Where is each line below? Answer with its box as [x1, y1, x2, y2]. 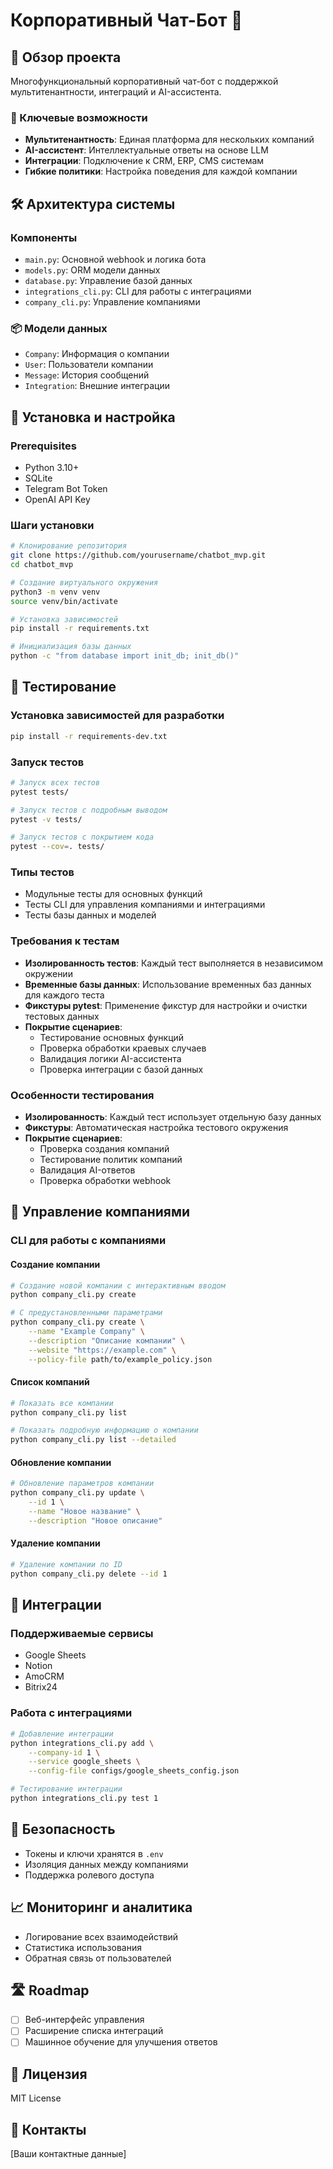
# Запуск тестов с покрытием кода [10, 832, 155, 843]
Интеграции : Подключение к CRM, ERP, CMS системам [24, 155, 265, 167]
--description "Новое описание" [28, 1515, 163, 1526]
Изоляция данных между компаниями [24, 1858, 189, 1870]
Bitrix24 [24, 1681, 58, 1693]
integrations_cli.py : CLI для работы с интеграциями [24, 285, 252, 297]
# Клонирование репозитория [10, 541, 128, 551]
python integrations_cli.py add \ [10, 1738, 155, 1748]
